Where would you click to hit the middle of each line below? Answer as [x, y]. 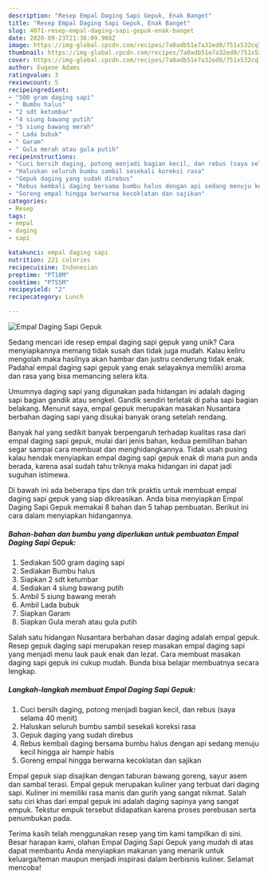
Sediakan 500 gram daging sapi [72, 562]
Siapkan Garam [45, 613]
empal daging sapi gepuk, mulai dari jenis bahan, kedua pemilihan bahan [128, 441]
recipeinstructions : [43, 156]
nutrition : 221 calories [49, 260]
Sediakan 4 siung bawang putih [72, 588]
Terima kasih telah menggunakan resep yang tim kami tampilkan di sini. [125, 834]
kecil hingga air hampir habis [67, 751]
